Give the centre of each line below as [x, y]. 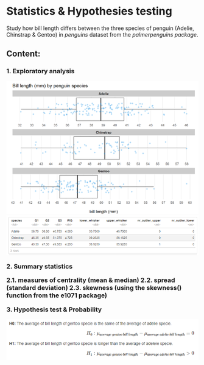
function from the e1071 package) [57, 295]
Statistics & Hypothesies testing [89, 11]
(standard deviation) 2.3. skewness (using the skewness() [94, 288]
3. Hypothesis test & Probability [54, 309]
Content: [23, 54]
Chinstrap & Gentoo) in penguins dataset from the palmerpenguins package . [102, 34]
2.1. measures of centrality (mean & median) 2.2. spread [91, 280]
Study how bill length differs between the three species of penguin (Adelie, [100, 28]
